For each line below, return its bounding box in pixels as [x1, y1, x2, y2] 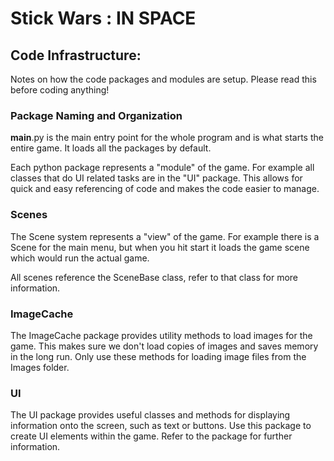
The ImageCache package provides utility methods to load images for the [10, 329, 313, 341]
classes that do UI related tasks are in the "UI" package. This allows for [10, 172, 303, 184]
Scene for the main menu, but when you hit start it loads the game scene [10, 241, 310, 253]
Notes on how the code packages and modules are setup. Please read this [10, 73, 317, 85]
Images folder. [10, 361, 70, 373]
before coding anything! [10, 84, 110, 96]
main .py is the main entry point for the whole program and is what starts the [10, 132, 324, 144]
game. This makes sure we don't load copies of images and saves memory [10, 340, 319, 352]
